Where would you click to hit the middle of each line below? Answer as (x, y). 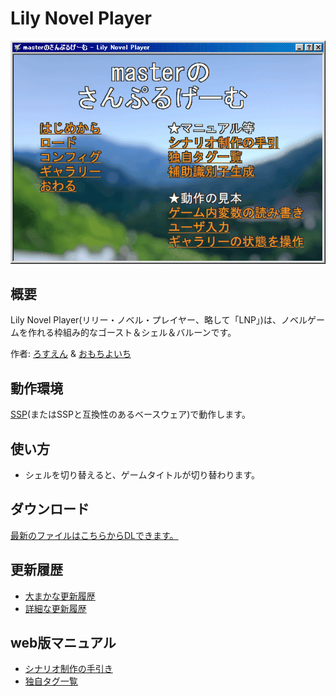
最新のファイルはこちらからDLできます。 (94, 535)
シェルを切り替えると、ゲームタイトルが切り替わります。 (142, 474)
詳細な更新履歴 (55, 608)
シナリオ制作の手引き (68, 669)
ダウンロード (50, 509)
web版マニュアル (63, 642)
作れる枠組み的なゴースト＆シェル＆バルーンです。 (132, 333)
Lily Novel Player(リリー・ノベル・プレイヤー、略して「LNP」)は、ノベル (159, 320)
